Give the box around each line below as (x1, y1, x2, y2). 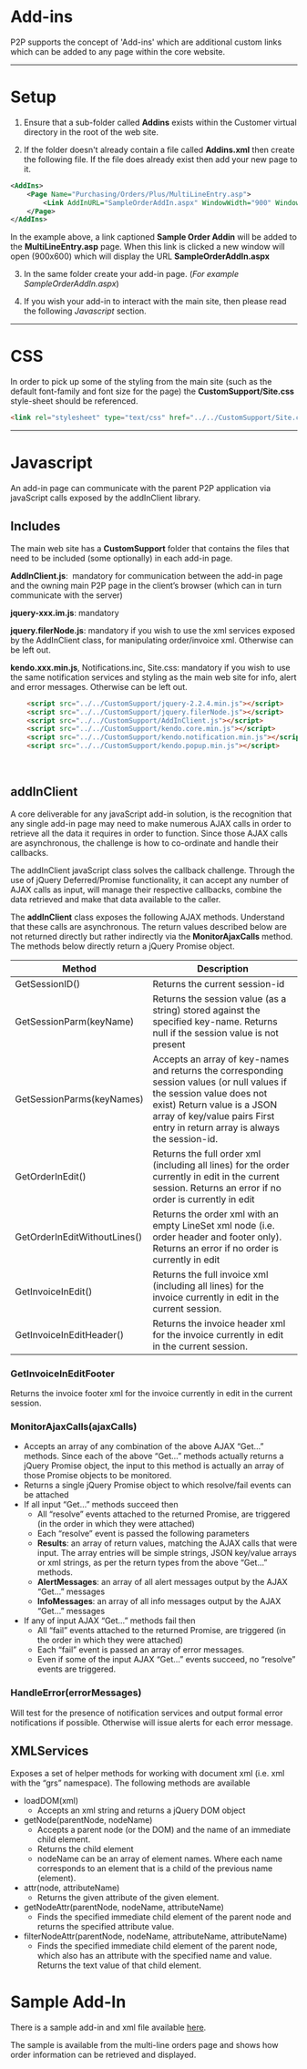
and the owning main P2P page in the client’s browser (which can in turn (10, 580, 282, 591)
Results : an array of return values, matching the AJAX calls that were (36, 1538, 298, 1549)
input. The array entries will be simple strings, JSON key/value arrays (36, 1548, 297, 1559)
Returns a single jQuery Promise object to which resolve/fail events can (23, 1479, 292, 1491)
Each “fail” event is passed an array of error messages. (36, 1644, 245, 1655)
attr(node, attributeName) (23, 1882, 120, 1893)
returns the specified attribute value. (36, 1920, 175, 1931)
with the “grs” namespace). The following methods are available (10, 1777, 251, 1788)
